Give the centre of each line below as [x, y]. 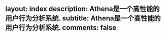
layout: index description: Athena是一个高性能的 [82, 9]
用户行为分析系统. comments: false [61, 28]
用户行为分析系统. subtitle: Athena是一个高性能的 [83, 18]
